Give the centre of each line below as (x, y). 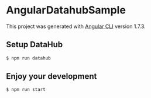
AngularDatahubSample (66, 10)
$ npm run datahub (28, 58)
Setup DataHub (35, 45)
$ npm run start (26, 90)
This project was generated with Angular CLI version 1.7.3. (76, 26)
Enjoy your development (52, 76)
